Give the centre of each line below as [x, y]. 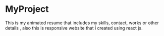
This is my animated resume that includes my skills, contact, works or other [82, 23]
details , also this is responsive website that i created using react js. [74, 28]
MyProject [27, 9]
